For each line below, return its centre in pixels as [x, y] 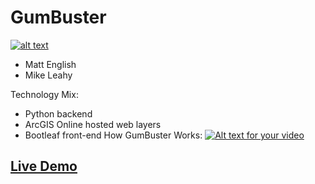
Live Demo [44, 166]
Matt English [50, 64]
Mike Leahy [48, 75]
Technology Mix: [44, 94]
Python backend [58, 113]
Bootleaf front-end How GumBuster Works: [113, 135]
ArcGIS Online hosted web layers [93, 124]
